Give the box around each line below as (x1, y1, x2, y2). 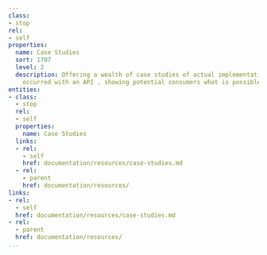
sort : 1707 (15, 56, 52, 64)
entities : (8, 85, 41, 94)
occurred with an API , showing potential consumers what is (22, 78, 229, 86)
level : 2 (15, 64, 44, 71)
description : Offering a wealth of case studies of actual (15, 71, 215, 79)
